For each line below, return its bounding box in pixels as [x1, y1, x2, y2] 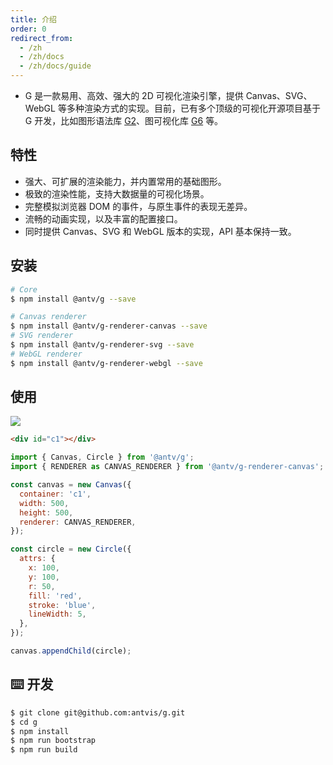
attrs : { [19, 554, 56, 564]
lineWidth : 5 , [28, 609, 87, 620]
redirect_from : [10, 33, 74, 43]
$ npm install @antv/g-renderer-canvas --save [10, 321, 208, 331]
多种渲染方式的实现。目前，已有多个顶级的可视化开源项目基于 [66, 102, 321, 114]
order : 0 [10, 24, 47, 34]
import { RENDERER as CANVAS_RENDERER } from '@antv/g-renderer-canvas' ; [10, 462, 325, 472]
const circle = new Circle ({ [10, 544, 132, 555]
